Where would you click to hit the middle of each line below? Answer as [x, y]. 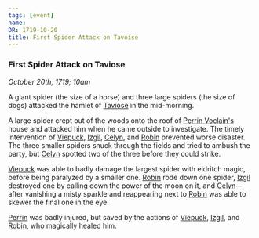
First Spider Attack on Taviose [67, 65]
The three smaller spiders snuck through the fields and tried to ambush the [129, 145]
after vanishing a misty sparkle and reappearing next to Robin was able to [127, 193]
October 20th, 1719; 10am [49, 81]
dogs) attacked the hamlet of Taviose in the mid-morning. [101, 105]
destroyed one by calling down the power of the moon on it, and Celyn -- [125, 186]
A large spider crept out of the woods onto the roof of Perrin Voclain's [121, 120]
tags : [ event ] [31, 15]
